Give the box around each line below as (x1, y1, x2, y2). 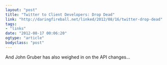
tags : (5, 21, 17, 27)
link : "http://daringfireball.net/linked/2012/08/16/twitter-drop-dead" (5, 17, 163, 22)
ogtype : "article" (5, 36, 44, 41)
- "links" (5, 26, 26, 31)
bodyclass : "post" (5, 40, 44, 45)
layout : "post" (5, 7, 38, 13)
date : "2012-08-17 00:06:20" (5, 31, 67, 36)
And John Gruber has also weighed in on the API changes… (5, 54, 131, 60)
